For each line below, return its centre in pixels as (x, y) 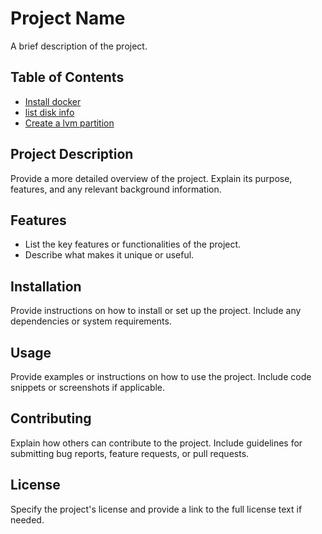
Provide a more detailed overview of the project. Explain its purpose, (151, 178)
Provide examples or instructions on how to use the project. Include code (161, 376)
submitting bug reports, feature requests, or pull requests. (130, 453)
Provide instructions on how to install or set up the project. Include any (156, 311)
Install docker (53, 101)
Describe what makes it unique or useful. (109, 255)
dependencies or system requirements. (91, 321)
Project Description (72, 154)
